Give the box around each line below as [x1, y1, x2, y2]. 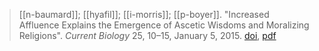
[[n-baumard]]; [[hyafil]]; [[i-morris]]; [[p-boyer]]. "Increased [18, 9, 270, 20]
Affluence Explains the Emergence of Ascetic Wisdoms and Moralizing [18, 19, 310, 31]
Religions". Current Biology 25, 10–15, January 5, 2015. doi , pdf [18, 30, 277, 41]
